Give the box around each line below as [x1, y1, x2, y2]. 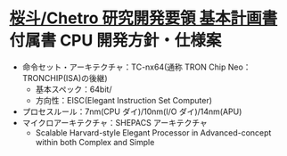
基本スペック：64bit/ [35, 84, 112, 94]
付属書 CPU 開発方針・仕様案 [9, 30, 222, 51]
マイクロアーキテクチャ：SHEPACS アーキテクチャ [21, 117, 208, 127]
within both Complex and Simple [35, 136, 155, 147]
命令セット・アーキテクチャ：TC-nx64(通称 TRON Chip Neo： [21, 62, 251, 72]
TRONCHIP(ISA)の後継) [21, 72, 109, 83]
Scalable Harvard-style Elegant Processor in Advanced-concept [35, 127, 272, 138]
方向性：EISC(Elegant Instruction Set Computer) [35, 94, 212, 105]
